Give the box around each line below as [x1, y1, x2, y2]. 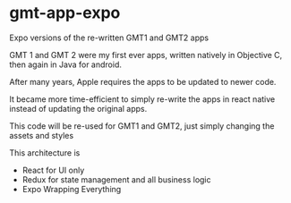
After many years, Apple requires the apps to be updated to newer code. [9, 76, 277, 87]
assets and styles [9, 130, 74, 140]
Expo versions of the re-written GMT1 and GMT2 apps [9, 32, 209, 43]
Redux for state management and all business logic [21, 173, 211, 185]
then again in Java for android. [9, 59, 123, 70]
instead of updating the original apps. [9, 103, 148, 114]
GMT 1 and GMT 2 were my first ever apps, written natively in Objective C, [9, 49, 283, 60]
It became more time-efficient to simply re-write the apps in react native [9, 93, 276, 105]
